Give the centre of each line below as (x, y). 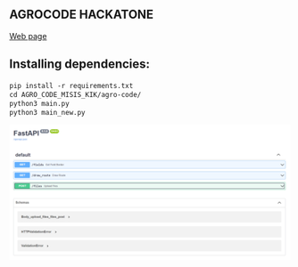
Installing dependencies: (79, 65)
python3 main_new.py (48, 112)
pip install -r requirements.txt (71, 85)
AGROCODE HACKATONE (82, 15)
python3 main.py (39, 103)
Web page (28, 36)
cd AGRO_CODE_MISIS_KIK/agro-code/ (75, 94)
